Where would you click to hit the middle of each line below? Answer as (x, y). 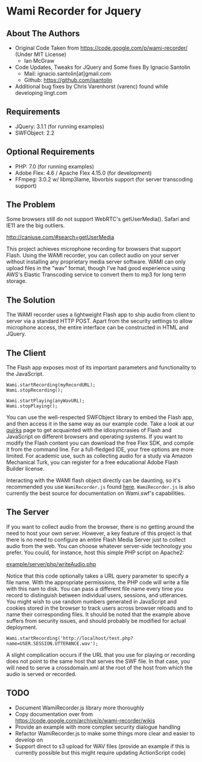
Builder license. (25, 469)
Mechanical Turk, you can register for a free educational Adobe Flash (93, 462)
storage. (17, 281)
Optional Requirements (51, 152)
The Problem (31, 205)
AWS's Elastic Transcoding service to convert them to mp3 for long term (96, 275)
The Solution (31, 300)
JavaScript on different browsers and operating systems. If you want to (95, 437)
